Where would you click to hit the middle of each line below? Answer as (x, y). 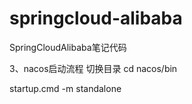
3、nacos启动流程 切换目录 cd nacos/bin (93, 68)
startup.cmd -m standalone (65, 88)
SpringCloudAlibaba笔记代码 (68, 47)
